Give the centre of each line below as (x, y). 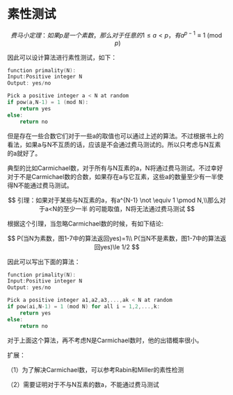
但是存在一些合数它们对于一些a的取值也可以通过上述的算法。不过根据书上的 (115, 135)
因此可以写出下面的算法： (44, 262)
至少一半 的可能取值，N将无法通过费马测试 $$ (129, 208)
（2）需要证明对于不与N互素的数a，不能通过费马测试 (83, 384)
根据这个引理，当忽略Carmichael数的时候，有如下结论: (85, 224)
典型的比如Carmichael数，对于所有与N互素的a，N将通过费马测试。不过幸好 (115, 168)
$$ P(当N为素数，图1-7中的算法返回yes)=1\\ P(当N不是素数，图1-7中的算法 (114, 238)
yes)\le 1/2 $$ (120, 246)
